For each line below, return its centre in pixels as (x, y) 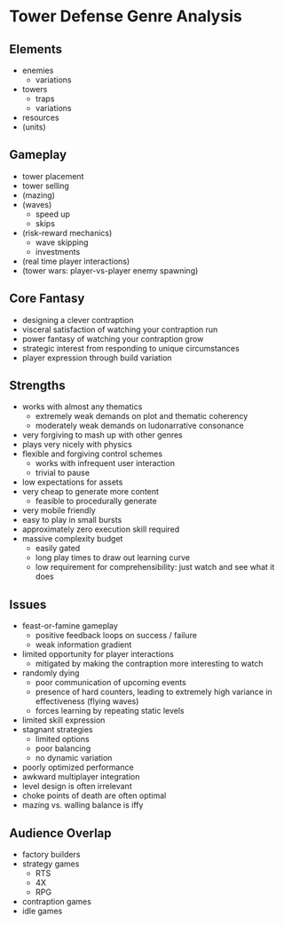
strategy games (51, 864)
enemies (38, 70)
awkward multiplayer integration (81, 777)
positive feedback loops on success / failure (116, 636)
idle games (42, 911)
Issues (28, 604)
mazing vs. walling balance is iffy (83, 805)
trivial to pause (63, 473)
